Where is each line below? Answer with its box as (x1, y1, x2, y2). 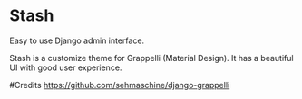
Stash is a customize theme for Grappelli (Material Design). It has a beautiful (9, 52, 294, 63)
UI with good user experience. (9, 62, 122, 73)
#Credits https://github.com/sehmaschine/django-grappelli (9, 79, 230, 90)
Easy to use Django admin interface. (9, 35, 145, 46)
